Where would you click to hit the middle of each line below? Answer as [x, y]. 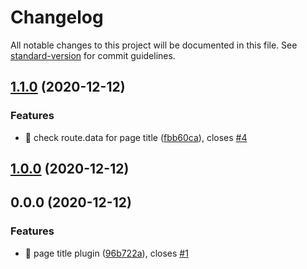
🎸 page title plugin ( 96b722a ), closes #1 [106, 253]
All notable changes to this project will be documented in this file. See [154, 45]
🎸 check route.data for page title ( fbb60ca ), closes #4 [136, 137]
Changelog [57, 17]
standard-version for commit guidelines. [93, 55]
